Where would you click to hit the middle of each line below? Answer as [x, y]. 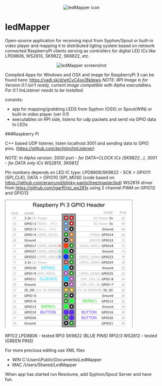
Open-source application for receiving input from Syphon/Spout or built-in [79, 40]
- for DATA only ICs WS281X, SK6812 [42, 163]
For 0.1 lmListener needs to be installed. [44, 90]
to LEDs [20, 124]
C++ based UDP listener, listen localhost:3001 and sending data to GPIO [77, 143]
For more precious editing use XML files [45, 350]
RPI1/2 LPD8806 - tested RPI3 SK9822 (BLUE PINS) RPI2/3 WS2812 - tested [81, 336]
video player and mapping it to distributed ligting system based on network [80, 46]
